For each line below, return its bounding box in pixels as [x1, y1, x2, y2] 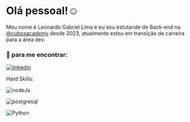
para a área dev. [6, 36, 46, 43]
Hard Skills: [6, 75, 34, 83]
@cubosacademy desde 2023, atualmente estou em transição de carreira [6, 29, 185, 36]
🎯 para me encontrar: [6, 50, 68, 59]
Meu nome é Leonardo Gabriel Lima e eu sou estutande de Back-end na [6, 23, 181, 30]
